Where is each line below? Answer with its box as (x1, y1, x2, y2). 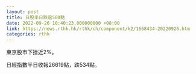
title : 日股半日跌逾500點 (6, 14, 65, 20)
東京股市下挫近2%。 (6, 49, 57, 56)
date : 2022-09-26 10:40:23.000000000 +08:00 (6, 20, 120, 26)
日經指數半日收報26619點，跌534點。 (6, 61, 101, 69)
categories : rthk (6, 31, 50, 37)
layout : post (6, 8, 39, 15)
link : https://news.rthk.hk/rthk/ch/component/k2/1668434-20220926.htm (6, 25, 190, 32)
